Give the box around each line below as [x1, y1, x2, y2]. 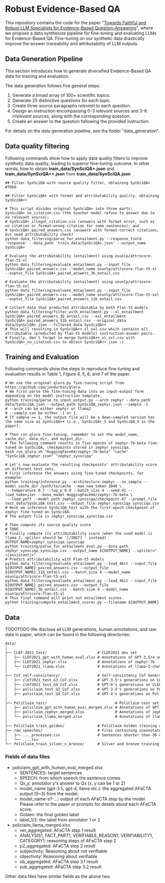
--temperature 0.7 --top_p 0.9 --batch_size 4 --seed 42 [7, 488, 126, 493]
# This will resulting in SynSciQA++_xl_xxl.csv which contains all [5, 326, 148, 331]
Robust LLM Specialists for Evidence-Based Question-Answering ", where [5, 25, 153, 30]
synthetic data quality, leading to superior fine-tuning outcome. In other [5, 160, 150, 166]
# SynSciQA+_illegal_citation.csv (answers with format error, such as [5, 219, 155, 224]
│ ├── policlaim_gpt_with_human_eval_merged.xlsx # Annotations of [5, 705, 151, 710]
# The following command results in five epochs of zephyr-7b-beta [5, 441, 146, 446]
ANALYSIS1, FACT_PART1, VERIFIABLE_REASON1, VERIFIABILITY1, [19, 832, 154, 838]
